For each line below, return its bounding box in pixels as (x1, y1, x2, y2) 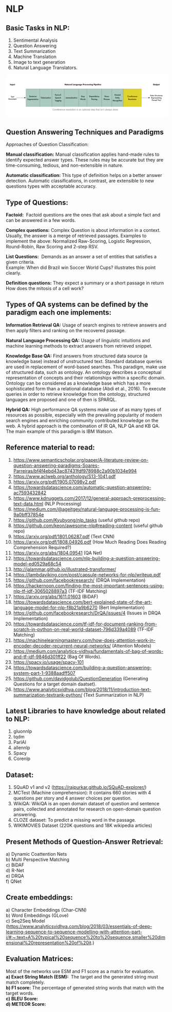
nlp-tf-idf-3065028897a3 (13, 588, 67, 594)
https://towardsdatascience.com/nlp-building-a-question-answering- (13, 555, 161, 561)
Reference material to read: (6, 443, 95, 452)
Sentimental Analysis (13, 37, 58, 43)
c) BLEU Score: (6, 996, 39, 1002)
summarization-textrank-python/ (13, 692, 83, 698)
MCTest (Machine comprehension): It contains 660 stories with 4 (13, 790, 151, 796)
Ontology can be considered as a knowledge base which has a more (6, 380, 151, 386)
